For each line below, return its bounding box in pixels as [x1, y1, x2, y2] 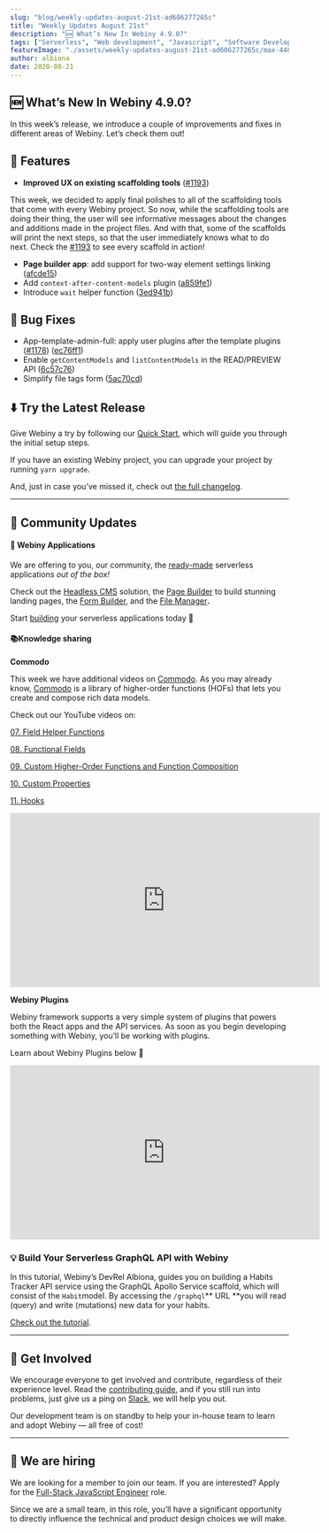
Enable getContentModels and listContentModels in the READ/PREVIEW [22, 355, 281, 366]
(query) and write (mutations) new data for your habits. [10, 1300, 210, 1311]
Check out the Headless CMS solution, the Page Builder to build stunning [10, 586, 277, 597]
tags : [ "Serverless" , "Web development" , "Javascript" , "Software [10, 37, 260, 47]
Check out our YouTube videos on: [10, 709, 136, 720]
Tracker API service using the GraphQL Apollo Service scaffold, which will [10, 1281, 279, 1292]
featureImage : [10, 46, 63, 55]
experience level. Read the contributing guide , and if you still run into [10, 1384, 261, 1395]
